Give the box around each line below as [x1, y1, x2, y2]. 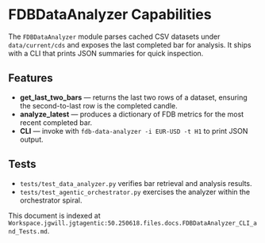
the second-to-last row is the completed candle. [19, 101, 178, 110]
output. [19, 135, 44, 144]
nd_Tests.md [8, 227, 48, 235]
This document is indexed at [8, 211, 101, 220]
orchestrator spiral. [19, 196, 83, 205]
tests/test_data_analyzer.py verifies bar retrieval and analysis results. [19, 178, 252, 188]
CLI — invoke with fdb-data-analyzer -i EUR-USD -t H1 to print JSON [19, 126, 248, 135]
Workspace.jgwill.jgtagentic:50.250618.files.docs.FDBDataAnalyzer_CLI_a [8, 219, 258, 227]
